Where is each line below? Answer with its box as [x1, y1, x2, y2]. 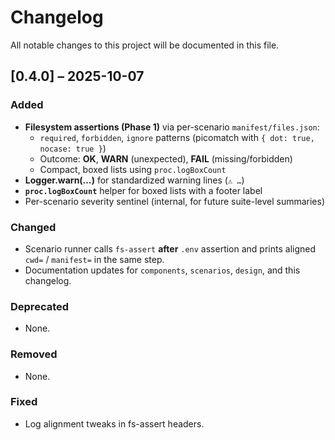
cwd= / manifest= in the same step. [24, 253, 165, 265]
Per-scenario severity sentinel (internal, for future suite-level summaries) [24, 195, 326, 207]
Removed [10, 347, 58, 361]
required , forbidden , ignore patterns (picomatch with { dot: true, [39, 131, 315, 143]
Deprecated [10, 299, 70, 313]
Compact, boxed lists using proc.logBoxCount [39, 163, 227, 175]
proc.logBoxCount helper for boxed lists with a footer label [24, 184, 263, 196]
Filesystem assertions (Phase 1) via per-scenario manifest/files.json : [24, 121, 320, 133]
